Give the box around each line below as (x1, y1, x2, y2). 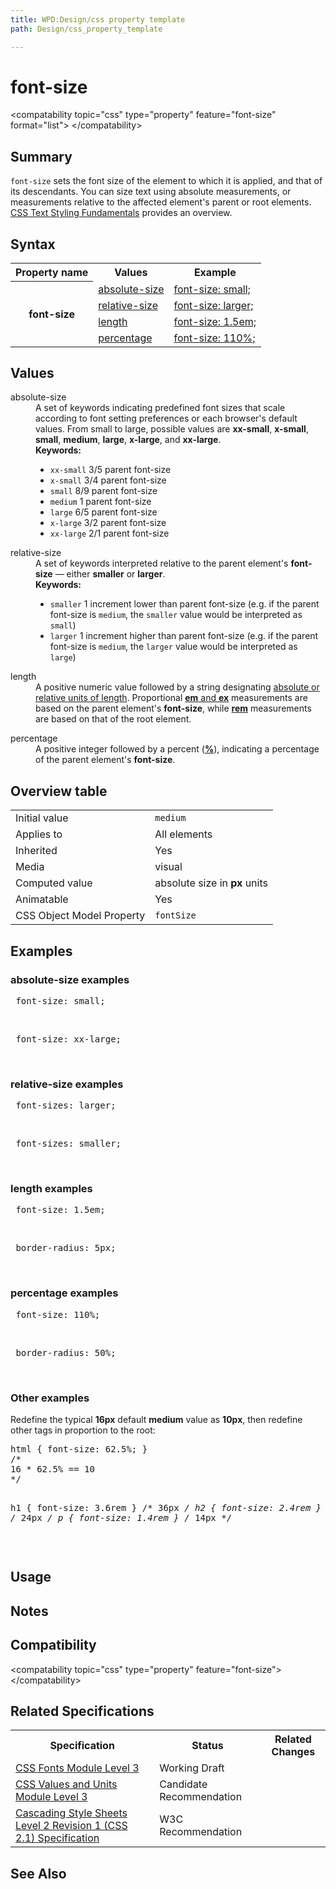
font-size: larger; (173, 298, 254, 312)
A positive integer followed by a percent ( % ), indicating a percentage (35, 743, 320, 755)
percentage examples (10, 1286, 119, 1300)
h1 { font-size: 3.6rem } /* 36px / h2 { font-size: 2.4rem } (10, 1502, 322, 1514)
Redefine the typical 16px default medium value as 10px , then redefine (10, 1414, 303, 1426)
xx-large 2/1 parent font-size (49, 527, 170, 540)
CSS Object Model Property (15, 909, 146, 923)
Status (191, 1739, 224, 1753)
